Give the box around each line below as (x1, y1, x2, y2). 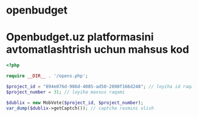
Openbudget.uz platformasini (6, 31, 154, 44)
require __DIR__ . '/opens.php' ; (6, 73, 88, 79)
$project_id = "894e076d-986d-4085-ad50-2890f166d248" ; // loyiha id (6, 83, 181, 89)
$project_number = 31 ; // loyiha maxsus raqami (6, 89, 126, 95)
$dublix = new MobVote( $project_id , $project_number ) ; (6, 99, 144, 106)
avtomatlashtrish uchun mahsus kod (6, 43, 190, 56)
